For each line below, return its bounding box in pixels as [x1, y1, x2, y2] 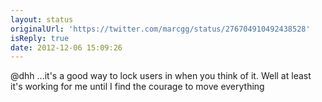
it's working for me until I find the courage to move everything [10, 81, 265, 93]
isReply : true [10, 33, 70, 43]
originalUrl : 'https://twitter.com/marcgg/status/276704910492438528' [10, 24, 311, 34]
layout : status [10, 14, 74, 25]
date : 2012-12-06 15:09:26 [10, 42, 123, 53]
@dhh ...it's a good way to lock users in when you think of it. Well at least [10, 70, 312, 82]
